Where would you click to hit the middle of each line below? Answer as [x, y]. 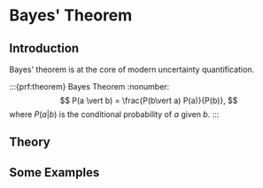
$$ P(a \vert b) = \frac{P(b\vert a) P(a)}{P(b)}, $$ [149, 100]
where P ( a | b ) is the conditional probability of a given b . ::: [114, 114]
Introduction [44, 48]
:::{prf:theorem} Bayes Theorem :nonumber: [89, 86]
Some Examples [54, 172]
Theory [30, 142]
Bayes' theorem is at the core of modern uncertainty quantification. [132, 69]
